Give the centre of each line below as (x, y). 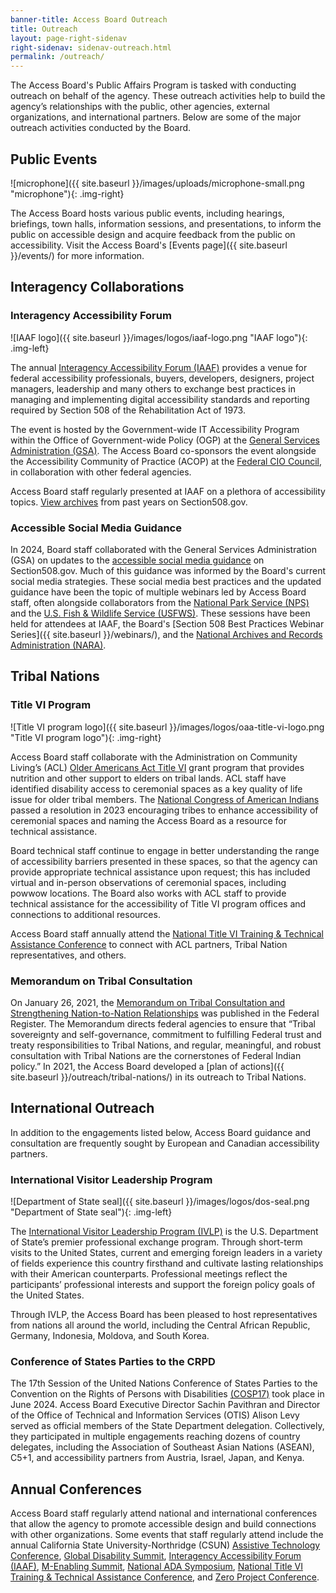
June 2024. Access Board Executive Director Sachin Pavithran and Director (165, 1405)
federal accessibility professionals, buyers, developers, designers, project (162, 378)
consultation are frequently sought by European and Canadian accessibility (165, 1143)
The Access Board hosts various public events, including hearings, (147, 213)
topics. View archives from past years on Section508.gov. (129, 502)
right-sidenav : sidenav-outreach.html (91, 47)
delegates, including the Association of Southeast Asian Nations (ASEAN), (162, 1447)
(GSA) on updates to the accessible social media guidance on (137, 560)
